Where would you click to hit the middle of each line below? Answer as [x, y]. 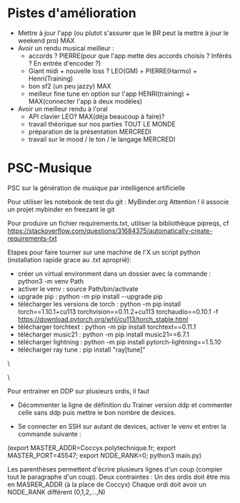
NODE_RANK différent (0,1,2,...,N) [56, 492]
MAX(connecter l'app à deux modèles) [85, 101]
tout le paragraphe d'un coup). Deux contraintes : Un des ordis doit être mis [119, 477]
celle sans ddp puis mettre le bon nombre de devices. [97, 412]
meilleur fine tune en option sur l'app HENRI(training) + [109, 94]
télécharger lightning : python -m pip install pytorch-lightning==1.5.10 [119, 342]
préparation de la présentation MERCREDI [90, 131]
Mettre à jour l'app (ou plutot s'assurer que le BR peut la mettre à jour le [123, 33]
